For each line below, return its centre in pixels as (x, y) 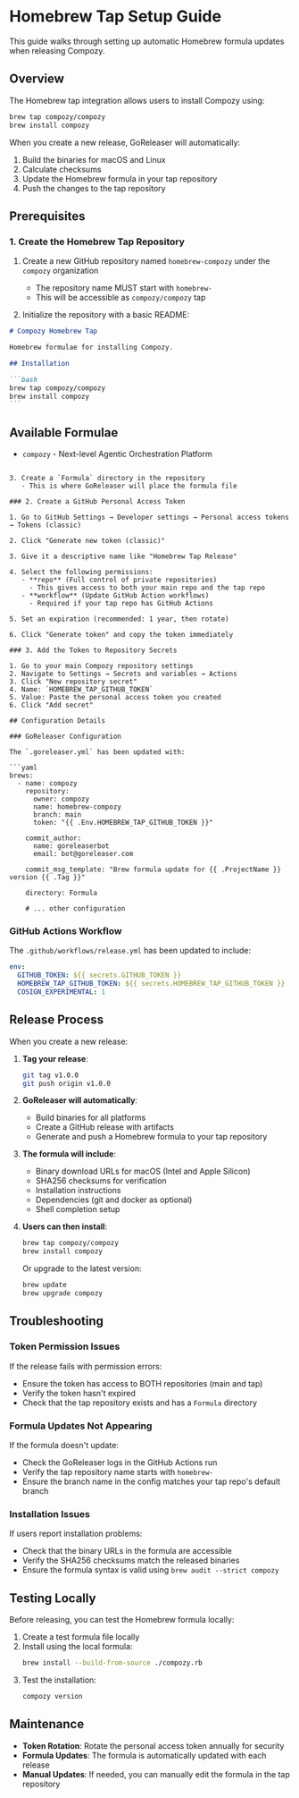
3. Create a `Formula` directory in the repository (107, 479)
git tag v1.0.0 (50, 1075)
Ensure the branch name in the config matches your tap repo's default (151, 1481)
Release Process (57, 1020)
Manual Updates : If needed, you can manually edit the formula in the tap (156, 1774)
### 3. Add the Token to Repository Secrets (93, 650)
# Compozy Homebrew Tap (54, 331)
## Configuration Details (57, 721)
